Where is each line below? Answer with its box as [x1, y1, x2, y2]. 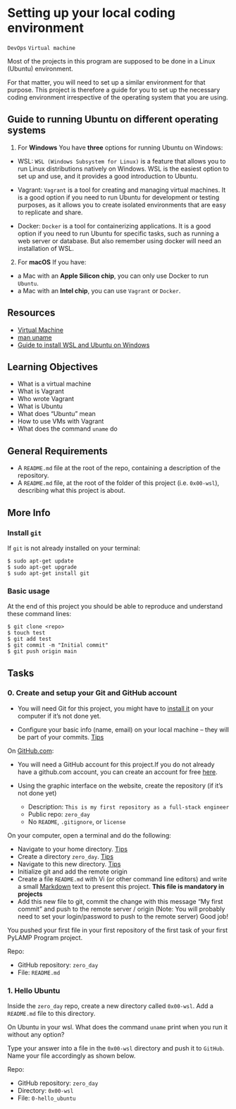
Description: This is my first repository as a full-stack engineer [27, 802, 230, 811]
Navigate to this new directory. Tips [17, 859, 121, 868]
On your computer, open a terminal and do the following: [7, 831, 171, 840]
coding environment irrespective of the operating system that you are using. [7, 93, 228, 102]
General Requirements [7, 445, 108, 457]
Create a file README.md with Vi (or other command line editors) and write [17, 874, 228, 883]
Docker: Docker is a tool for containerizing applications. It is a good [17, 221, 211, 230]
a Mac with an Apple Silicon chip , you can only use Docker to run [17, 271, 209, 280]
